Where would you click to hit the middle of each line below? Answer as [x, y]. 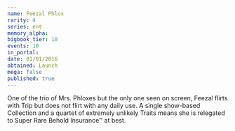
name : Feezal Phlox [36, 14]
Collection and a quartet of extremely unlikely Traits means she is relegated [116, 113]
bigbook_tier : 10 [33, 40]
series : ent [25, 26]
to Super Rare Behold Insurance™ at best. [67, 121]
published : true [31, 78]
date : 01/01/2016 [33, 59]
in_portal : [23, 53]
